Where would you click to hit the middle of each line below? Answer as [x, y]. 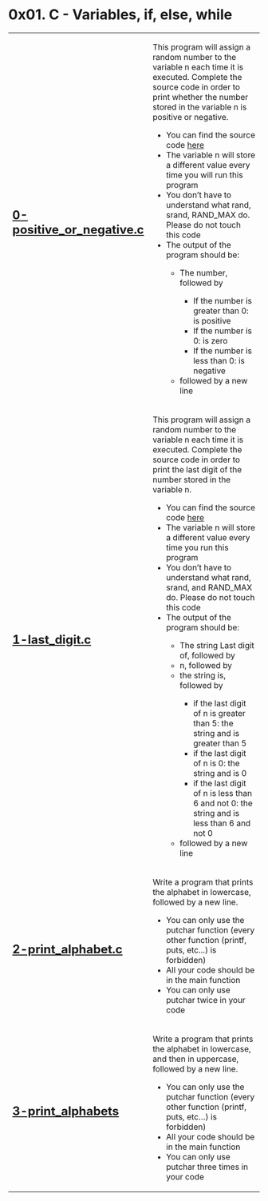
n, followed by [206, 665]
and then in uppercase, [196, 1059]
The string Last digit [217, 645]
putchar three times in [207, 1167]
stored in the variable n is [200, 107]
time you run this [197, 547]
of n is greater [219, 713]
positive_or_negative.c [78, 229]
